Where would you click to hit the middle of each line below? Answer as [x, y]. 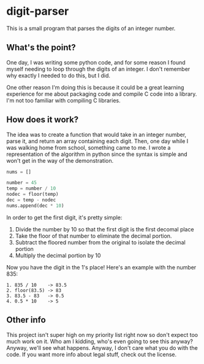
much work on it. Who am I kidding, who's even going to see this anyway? [100, 341]
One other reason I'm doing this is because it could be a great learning [95, 87]
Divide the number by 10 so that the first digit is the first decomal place [104, 229]
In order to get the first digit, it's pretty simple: [64, 217]
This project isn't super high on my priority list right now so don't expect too [102, 335]
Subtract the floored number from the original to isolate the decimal [100, 242]
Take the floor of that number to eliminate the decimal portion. [93, 236]
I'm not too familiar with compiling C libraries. [63, 100]
